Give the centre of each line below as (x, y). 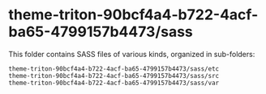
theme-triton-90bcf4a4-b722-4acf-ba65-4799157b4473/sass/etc (114, 69)
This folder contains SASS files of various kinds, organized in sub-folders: (132, 54)
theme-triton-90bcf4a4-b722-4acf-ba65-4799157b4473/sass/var (114, 83)
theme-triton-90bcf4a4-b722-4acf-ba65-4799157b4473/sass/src (114, 76)
